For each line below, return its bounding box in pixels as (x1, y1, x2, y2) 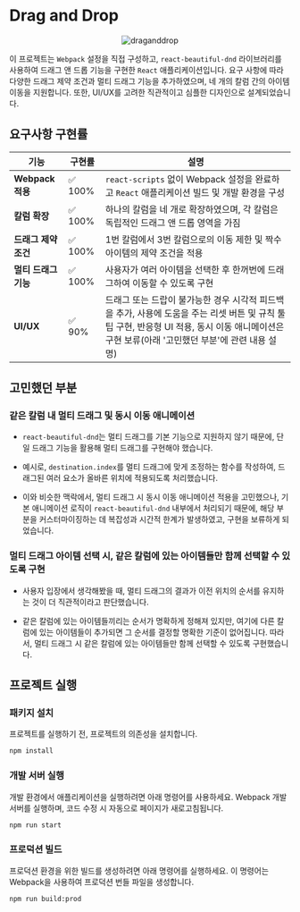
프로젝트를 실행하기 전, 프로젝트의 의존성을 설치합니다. (9, 729, 198, 739)
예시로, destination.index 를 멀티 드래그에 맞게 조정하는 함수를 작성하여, (21, 461, 277, 472)
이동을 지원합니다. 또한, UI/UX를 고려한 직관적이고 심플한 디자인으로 (9, 87, 246, 97)
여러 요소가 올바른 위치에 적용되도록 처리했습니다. (46, 473, 219, 484)
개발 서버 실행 (9, 770, 65, 782)
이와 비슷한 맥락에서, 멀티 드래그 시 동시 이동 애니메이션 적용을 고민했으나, (21, 492, 279, 502)
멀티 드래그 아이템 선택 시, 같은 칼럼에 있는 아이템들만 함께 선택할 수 (9, 550, 280, 562)
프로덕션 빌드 (9, 843, 62, 856)
